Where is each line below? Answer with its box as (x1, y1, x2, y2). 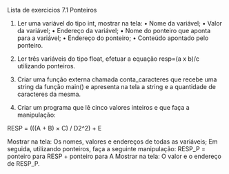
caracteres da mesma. (17, 90, 81, 98)
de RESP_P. (7, 159, 40, 168)
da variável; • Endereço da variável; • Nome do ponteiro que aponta (17, 27, 211, 35)
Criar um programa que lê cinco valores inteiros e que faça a (17, 104, 190, 111)
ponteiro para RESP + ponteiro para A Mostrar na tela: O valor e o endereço (7, 152, 222, 160)
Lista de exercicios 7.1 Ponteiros (7, 6, 97, 14)
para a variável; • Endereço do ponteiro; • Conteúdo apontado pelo (17, 34, 209, 42)
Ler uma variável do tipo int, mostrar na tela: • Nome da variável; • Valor (17, 19, 223, 27)
